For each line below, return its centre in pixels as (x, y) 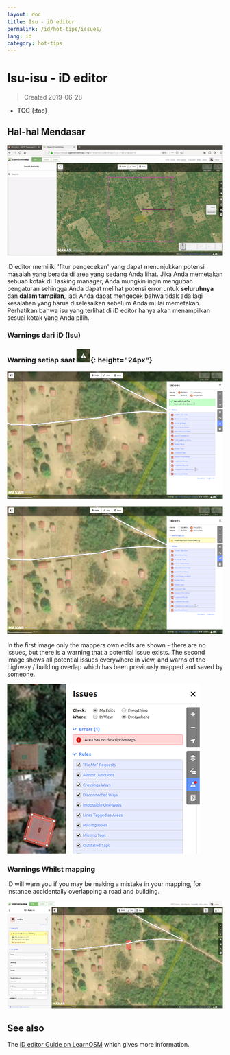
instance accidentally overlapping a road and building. (84, 892)
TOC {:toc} (32, 111)
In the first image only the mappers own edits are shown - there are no (107, 645)
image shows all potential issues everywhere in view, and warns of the (106, 660)
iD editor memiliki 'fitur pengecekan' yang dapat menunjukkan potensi (106, 266)
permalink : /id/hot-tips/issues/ (55, 29)
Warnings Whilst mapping (51, 870)
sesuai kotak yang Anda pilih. (49, 317)
